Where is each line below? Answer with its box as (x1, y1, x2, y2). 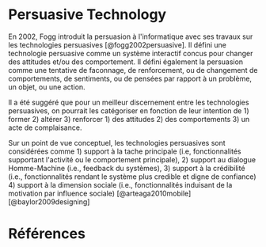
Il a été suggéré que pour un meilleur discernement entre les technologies (8, 97, 249, 107)
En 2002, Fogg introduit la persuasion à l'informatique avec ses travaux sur (8, 32, 253, 41)
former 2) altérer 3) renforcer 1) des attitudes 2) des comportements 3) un (8, 114, 250, 123)
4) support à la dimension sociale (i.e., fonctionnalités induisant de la (8, 180, 233, 189)
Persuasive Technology (8, 6, 167, 24)
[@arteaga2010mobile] (116, 188, 192, 198)
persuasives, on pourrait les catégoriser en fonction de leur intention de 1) (8, 105, 249, 116)
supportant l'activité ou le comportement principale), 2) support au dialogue (8, 154, 256, 164)
